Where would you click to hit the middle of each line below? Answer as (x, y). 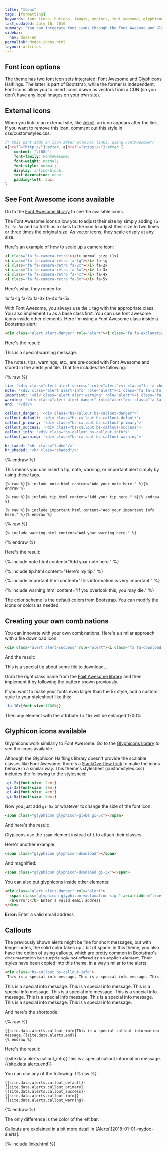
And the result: (20, 657)
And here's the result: (27, 825)
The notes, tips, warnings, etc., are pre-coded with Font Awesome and (77, 362)
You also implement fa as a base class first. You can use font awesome (78, 313)
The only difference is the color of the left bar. (52, 1119)
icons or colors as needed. (32, 605)
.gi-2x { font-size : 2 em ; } (31, 783)
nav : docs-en (23, 38)
